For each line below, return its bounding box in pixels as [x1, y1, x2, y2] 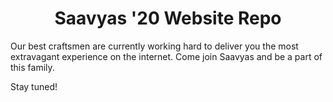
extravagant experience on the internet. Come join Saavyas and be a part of [10, 50, 323, 62]
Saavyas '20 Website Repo [54, 7, 282, 30]
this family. [10, 61, 55, 73]
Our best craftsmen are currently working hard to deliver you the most [10, 40, 299, 52]
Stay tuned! [10, 80, 58, 92]
